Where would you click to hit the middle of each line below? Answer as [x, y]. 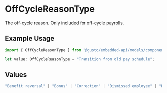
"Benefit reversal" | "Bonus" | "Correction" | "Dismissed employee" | [81, 86]
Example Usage [30, 39]
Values [16, 74]
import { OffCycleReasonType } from [43, 50]
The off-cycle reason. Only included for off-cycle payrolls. [65, 23]
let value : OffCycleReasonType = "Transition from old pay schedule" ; [80, 59]
